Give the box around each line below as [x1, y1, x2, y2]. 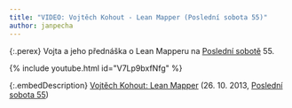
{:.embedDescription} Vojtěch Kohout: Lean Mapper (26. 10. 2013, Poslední [9, 80, 283, 90]
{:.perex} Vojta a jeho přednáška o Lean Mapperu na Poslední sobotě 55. [9, 45, 275, 56]
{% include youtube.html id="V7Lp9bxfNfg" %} [9, 63, 183, 73]
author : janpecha [9, 21, 74, 30]
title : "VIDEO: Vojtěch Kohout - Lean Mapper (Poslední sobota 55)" [9, 12, 268, 22]
